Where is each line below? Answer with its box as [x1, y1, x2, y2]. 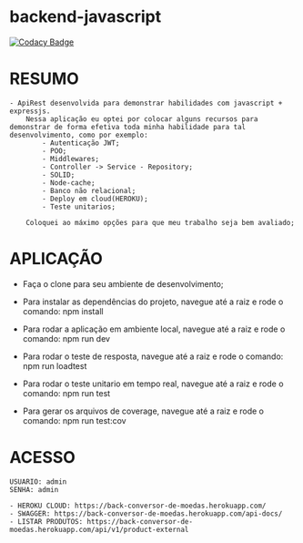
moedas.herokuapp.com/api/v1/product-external [9, 525, 189, 534]
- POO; [42, 146, 67, 156]
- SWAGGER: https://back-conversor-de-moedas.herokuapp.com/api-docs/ [9, 508, 283, 518]
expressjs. [9, 107, 51, 116]
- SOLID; [42, 170, 76, 179]
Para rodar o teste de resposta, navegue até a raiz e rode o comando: [22, 351, 284, 362]
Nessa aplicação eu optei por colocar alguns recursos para [25, 114, 258, 124]
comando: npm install [22, 305, 104, 316]
